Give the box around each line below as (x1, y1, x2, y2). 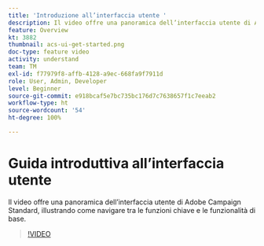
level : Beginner (8, 84, 61, 93)
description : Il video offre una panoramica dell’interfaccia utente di (8, 19, 251, 27)
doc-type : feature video (8, 48, 90, 56)
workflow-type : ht (8, 99, 68, 107)
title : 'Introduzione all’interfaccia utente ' (8, 11, 167, 20)
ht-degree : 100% (8, 114, 61, 122)
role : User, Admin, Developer (8, 77, 108, 85)
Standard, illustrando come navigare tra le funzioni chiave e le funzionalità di (8, 205, 256, 215)
